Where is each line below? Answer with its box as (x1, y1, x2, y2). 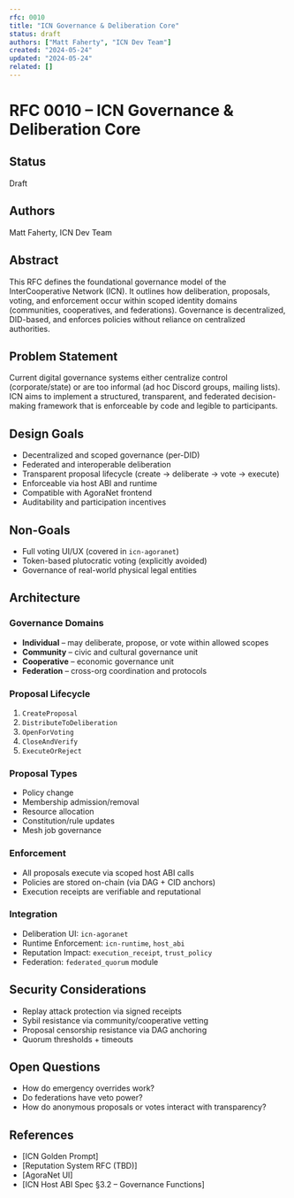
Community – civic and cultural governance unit (21, 646, 199, 657)
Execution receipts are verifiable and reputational (21, 886, 201, 897)
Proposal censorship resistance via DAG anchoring (21, 1024, 207, 1035)
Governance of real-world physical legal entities (21, 564, 197, 576)
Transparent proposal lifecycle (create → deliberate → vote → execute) (21, 468, 280, 479)
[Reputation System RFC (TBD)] (21, 1161, 138, 1171)
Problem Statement (9, 349, 118, 364)
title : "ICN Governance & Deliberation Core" (9, 21, 179, 30)
